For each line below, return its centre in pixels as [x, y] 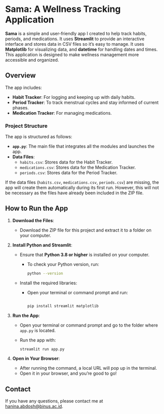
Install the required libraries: [48, 283]
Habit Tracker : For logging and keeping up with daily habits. [74, 97]
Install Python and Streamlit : [42, 245]
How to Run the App [37, 208]
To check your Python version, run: [63, 264]
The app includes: [24, 87]
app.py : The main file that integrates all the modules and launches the [83, 146]
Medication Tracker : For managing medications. [62, 113]
